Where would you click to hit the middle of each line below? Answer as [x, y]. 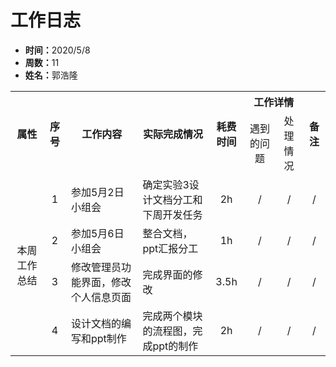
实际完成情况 [172, 134]
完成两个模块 [172, 316]
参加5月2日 [97, 192]
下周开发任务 [172, 214]
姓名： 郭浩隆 [51, 75]
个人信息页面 [101, 297]
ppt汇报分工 [170, 248]
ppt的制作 [175, 346]
